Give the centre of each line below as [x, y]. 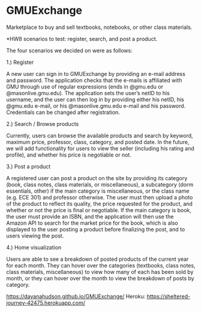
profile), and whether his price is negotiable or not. [69, 155]
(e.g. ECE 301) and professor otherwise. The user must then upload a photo [100, 197]
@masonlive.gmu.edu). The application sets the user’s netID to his [88, 93]
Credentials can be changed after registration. [63, 112]
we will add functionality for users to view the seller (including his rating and [100, 148]
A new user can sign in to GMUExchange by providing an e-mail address [96, 73]
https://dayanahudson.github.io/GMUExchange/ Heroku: [76, 296]
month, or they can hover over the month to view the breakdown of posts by [100, 278]
